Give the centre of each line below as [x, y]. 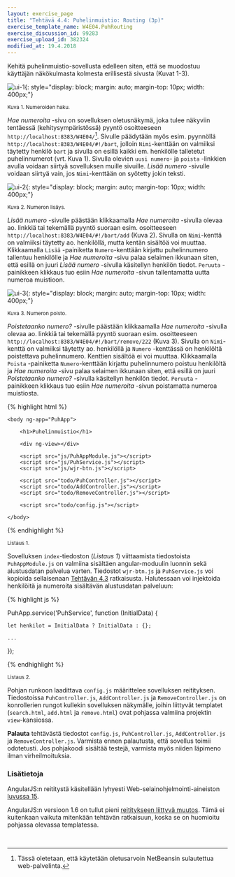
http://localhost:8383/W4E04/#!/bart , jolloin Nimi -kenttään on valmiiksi [111, 143]
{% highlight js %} [33, 599]
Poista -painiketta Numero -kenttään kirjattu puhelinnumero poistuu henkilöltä [117, 363]
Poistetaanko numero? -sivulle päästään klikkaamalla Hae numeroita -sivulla [117, 326]
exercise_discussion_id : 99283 [53, 33]
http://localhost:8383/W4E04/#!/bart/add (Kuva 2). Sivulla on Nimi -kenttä [115, 235]
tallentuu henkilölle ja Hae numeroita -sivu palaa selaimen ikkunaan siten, [113, 257]
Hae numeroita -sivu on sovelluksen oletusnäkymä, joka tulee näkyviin [109, 120]
